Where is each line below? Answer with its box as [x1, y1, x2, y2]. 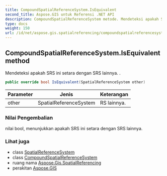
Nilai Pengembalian [5, 114, 53, 121]
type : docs [5, 21, 28, 26]
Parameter [7, 91, 33, 98]
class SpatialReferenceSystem [12, 149, 75, 155]
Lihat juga [5, 138, 30, 145]
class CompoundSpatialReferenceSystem [12, 155, 98, 161]
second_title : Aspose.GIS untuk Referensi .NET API [5, 12, 114, 17]
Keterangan [100, 91, 128, 98]
